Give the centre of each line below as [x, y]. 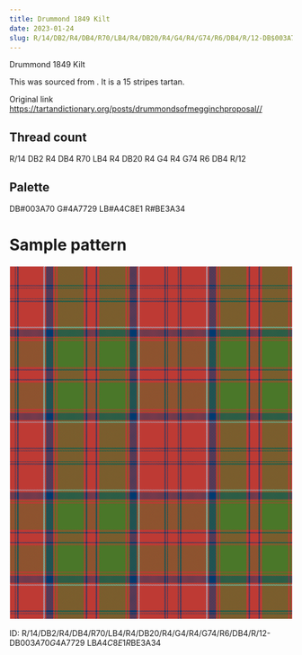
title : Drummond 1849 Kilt [60, 19]
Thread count [48, 137]
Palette [30, 187]
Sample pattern [68, 245]
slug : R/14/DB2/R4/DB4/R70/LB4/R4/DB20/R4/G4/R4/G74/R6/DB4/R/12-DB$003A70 [154, 38]
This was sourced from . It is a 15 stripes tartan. [97, 82]
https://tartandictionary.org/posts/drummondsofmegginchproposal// [136, 109]
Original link [31, 100]
